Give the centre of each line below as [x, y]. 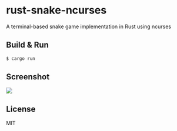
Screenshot [28, 77]
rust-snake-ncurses [56, 10]
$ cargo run [21, 58]
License [21, 109]
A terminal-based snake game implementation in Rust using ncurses [89, 26]
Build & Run [27, 45]
